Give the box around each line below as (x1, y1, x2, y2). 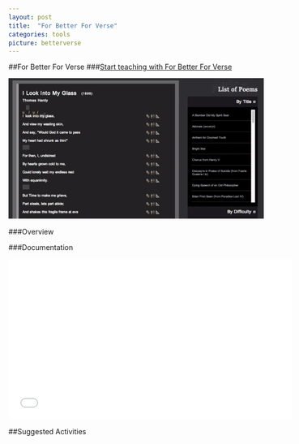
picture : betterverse (8, 39, 82, 47)
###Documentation (8, 242, 74, 252)
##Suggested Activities (8, 426, 87, 436)
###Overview (8, 226, 54, 236)
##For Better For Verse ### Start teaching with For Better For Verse (8, 62, 233, 72)
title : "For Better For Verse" (8, 21, 117, 30)
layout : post (8, 13, 53, 21)
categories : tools (8, 30, 70, 38)
